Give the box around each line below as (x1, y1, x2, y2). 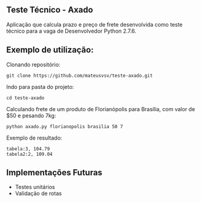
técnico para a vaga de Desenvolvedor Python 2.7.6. (6, 27, 136, 34)
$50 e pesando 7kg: (6, 112, 56, 119)
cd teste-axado (6, 95, 45, 101)
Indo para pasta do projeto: (6, 83, 74, 90)
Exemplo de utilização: (6, 45, 94, 55)
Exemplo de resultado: (6, 134, 62, 141)
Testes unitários (15, 184, 56, 191)
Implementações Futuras (6, 167, 103, 178)
